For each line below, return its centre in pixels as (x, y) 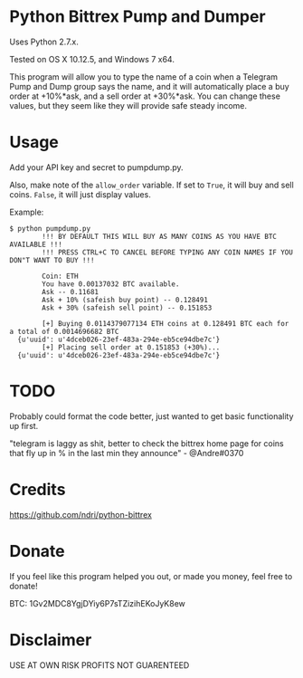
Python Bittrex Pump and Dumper (137, 17)
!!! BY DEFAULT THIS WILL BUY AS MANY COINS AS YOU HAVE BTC (160, 236)
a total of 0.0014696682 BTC (64, 331)
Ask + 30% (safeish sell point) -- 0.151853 (127, 308)
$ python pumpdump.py (50, 228)
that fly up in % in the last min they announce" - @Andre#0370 (127, 453)
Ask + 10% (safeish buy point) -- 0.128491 (125, 300)
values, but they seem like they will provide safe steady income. (128, 105)
